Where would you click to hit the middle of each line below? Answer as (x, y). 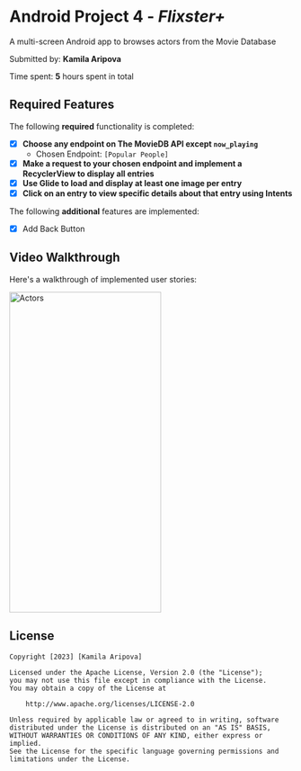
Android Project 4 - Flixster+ (118, 17)
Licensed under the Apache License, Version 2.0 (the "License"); (136, 672)
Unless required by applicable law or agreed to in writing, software (144, 720)
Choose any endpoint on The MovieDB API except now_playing (140, 143)
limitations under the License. (70, 759)
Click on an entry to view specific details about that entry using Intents (157, 193)
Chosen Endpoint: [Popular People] (102, 154)
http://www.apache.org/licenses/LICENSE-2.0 (110, 704)
